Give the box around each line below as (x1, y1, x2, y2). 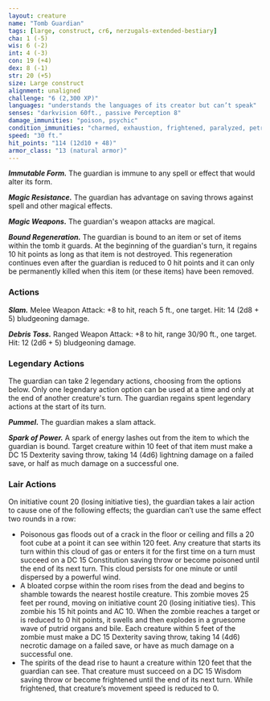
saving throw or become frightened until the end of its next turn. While (19, 675, 253, 685)
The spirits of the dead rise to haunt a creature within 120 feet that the (19, 658, 252, 668)
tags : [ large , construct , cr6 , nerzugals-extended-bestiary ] (8, 27, 218, 35)
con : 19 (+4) (8, 57, 52, 65)
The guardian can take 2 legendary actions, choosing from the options (8, 376, 242, 386)
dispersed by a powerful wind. (19, 572, 121, 582)
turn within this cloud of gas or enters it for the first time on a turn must (19, 546, 256, 556)
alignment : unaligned (8, 86, 81, 95)
